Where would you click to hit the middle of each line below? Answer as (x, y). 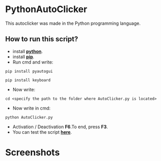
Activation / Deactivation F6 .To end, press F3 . (60, 127)
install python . (28, 51)
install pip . (23, 57)
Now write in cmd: (32, 108)
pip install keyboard (28, 80)
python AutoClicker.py (29, 117)
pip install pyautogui (29, 71)
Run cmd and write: (33, 62)
